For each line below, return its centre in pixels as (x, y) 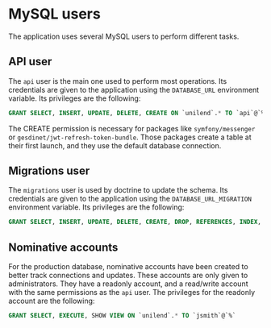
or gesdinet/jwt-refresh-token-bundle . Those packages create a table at (130, 137)
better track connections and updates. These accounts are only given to (128, 276)
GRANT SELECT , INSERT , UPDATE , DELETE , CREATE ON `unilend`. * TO (120, 113)
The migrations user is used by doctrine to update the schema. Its (118, 190)
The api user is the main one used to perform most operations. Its (118, 81)
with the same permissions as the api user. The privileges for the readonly (132, 293)
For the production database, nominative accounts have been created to (128, 267)
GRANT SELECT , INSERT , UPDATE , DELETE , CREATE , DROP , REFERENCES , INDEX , (135, 222)
